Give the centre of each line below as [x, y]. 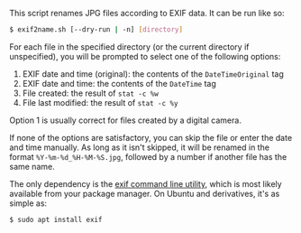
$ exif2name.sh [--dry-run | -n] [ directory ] [96, 30]
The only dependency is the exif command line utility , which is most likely [146, 183]
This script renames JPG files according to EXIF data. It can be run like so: [147, 13]
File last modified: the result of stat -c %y [100, 102]
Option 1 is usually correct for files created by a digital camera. [125, 120]
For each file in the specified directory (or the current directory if [129, 47]
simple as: [28, 203]
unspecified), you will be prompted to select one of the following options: [145, 56]
